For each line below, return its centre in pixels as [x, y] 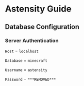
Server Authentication [32, 41]
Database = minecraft [26, 60]
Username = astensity [26, 70]
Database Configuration [42, 27]
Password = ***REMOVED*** [31, 79]
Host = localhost [22, 51]
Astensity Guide [38, 9]
